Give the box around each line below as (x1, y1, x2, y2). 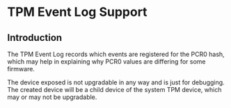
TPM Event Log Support (7, 4, 148, 20)
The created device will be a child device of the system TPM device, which (7, 86, 222, 93)
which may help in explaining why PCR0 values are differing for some (7, 57, 206, 66)
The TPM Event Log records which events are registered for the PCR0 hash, (7, 50, 225, 58)
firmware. (7, 65, 35, 73)
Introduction (7, 32, 63, 44)
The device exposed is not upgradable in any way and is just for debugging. (7, 78, 225, 87)
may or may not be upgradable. (7, 93, 97, 101)
